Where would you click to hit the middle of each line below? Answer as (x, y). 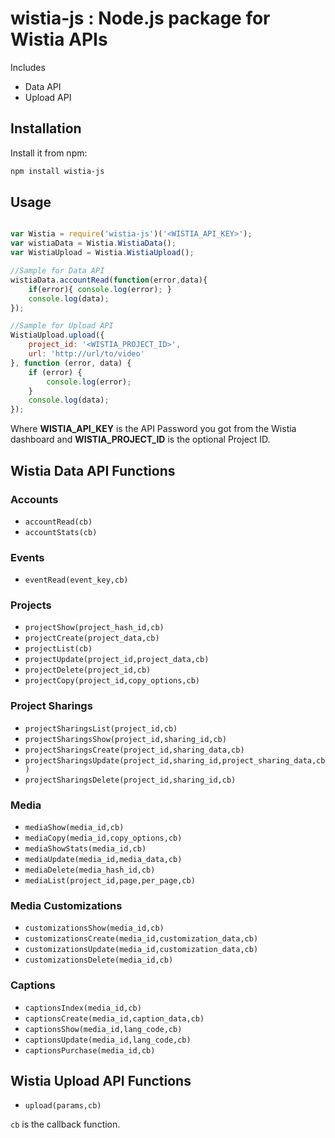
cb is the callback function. (65, 1124)
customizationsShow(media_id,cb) (94, 928)
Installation (46, 128)
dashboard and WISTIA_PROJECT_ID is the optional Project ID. (140, 439)
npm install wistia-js (57, 171)
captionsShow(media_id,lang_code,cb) (103, 1029)
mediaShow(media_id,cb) (74, 828)
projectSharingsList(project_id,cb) (101, 728)
